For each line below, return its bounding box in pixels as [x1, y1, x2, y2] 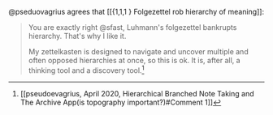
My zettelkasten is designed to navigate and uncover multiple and [28, 47, 249, 56]
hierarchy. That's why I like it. [28, 32, 127, 40]
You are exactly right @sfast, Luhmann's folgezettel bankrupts [28, 23, 237, 32]
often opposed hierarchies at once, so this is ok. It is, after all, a [28, 56, 241, 65]
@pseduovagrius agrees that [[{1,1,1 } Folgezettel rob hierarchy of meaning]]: [8, 7, 265, 16]
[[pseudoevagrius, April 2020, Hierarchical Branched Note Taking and [19, 88, 254, 98]
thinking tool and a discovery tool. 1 [28, 64, 145, 75]
